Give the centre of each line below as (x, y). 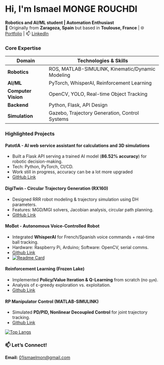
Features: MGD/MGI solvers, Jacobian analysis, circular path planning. (83, 209)
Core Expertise (23, 48)
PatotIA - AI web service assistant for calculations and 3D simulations (77, 145)
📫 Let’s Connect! (26, 345)
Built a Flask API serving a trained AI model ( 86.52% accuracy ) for (79, 156)
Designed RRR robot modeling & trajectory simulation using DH (75, 199)
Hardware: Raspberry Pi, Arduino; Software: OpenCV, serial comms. (80, 247)
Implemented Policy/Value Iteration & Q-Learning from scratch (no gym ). (85, 279)
